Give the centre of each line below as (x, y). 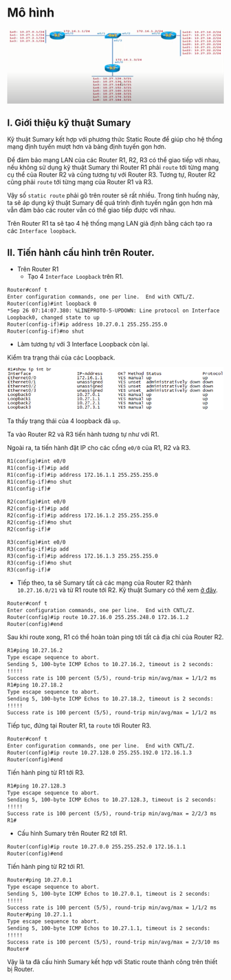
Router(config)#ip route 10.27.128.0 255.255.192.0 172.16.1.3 (100, 753)
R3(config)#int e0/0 (37, 542)
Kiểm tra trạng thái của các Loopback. (61, 357)
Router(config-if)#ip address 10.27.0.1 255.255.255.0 (87, 325)
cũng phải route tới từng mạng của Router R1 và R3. (80, 182)
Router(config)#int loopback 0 (52, 304)
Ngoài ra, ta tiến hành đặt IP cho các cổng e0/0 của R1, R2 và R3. (99, 447)
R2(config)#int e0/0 (37, 502)
